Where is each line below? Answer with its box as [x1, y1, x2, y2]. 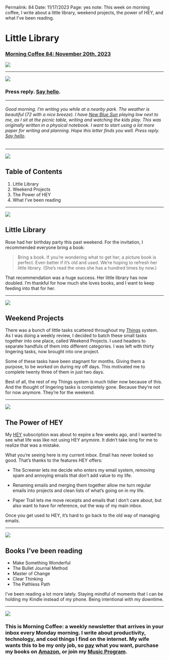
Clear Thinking [12, 576, 43, 582]
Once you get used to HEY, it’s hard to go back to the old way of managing [5, 513, 160, 519]
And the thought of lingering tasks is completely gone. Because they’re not [5, 384, 160, 390]
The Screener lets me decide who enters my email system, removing [12, 467, 155, 473]
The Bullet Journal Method [12, 565, 68, 571]
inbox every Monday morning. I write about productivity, [5, 629, 146, 636]
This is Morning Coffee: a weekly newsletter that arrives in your [5, 623, 164, 630]
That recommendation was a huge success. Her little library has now [5, 274, 147, 281]
